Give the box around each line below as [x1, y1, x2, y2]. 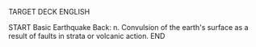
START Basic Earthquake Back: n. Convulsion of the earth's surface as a [8, 23, 249, 32]
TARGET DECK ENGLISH [8, 7, 90, 16]
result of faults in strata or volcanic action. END [8, 32, 166, 41]
